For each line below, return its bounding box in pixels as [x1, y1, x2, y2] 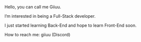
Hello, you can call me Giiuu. [4, 4, 61, 10]
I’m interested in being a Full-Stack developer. [4, 13, 96, 19]
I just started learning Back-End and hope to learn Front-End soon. [4, 22, 137, 28]
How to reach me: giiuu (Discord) [4, 32, 70, 37]
